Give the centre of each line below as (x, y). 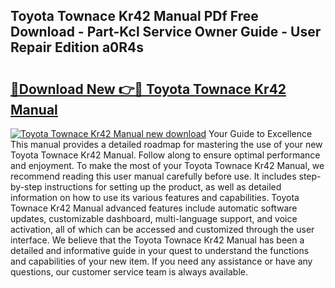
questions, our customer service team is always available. (129, 272)
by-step (26, 187)
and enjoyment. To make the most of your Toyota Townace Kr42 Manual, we (167, 165)
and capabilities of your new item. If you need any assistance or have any (161, 261)
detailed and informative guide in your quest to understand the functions (160, 250)
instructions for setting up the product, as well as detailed (163, 187)
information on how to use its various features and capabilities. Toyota (155, 197)
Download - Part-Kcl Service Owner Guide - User (166, 32)
